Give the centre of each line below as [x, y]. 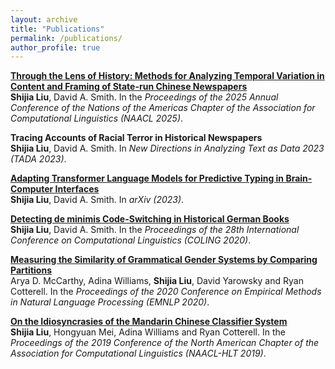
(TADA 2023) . [38, 159]
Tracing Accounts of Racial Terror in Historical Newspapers [136, 138]
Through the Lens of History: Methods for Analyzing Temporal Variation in [167, 76]
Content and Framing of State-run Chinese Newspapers [129, 87]
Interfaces [77, 189]
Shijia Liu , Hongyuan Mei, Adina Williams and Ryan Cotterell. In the [148, 332]
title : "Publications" [57, 29]
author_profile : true [55, 47]
